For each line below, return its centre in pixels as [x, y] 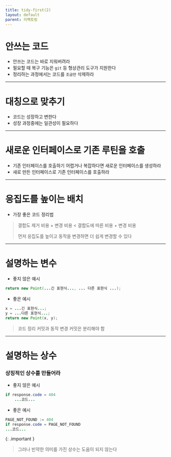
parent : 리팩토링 [22, 19]
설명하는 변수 [31, 264]
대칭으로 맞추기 [35, 101]
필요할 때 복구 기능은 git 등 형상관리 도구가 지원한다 [64, 68]
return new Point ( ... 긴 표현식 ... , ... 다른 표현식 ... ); [63, 289]
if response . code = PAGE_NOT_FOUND [43, 424]
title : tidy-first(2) [28, 10]
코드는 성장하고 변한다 [35, 117]
